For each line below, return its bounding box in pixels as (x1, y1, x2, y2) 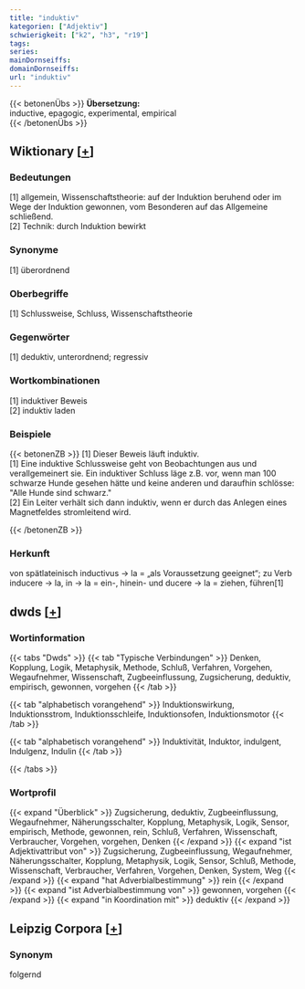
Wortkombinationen (9, 374, 100, 387)
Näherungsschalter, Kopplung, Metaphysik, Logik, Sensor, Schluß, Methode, (9, 856, 297, 867)
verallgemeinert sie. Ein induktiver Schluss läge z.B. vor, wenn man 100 (9, 468, 277, 479)
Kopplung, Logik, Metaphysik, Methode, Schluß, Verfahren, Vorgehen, (9, 661, 273, 672)
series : (9, 47, 39, 57)
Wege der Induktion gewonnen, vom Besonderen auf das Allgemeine (9, 202, 268, 213)
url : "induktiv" (9, 73, 71, 82)
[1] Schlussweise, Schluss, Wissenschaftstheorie (9, 308, 194, 320)
